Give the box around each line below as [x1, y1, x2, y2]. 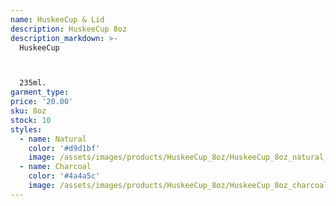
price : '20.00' [10, 97, 74, 107]
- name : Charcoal [19, 162, 92, 172]
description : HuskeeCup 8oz [10, 24, 128, 34]
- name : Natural [19, 134, 87, 144]
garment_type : [10, 87, 70, 98]
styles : [10, 124, 43, 135]
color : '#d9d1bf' [28, 143, 101, 153]
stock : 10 [10, 115, 52, 125]
